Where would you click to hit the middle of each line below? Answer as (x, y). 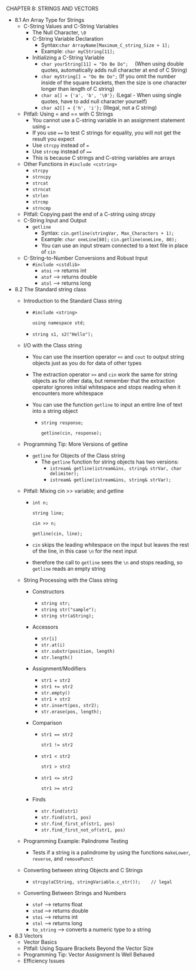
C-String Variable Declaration (68, 39)
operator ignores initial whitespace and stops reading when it (106, 387)
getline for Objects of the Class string (79, 456)
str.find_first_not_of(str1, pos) (83, 830)
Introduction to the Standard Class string (73, 301)
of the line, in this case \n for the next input (84, 551)
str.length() (57, 657)
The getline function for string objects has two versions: (110, 462)
